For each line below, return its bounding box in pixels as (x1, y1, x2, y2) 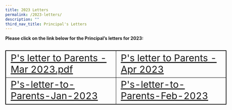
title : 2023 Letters (5, 7, 49, 13)
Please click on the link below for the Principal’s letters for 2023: (5, 35, 144, 41)
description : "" (5, 17, 39, 22)
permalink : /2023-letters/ (5, 12, 62, 17)
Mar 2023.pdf (11, 64, 73, 75)
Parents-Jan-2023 (11, 90, 98, 102)
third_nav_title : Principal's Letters (5, 21, 87, 27)
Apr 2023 (120, 64, 164, 75)
